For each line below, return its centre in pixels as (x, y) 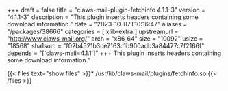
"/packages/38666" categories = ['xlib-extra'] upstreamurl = (93, 31)
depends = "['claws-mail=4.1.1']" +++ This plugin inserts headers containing (114, 53)
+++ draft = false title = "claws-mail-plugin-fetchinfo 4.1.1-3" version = (106, 10)
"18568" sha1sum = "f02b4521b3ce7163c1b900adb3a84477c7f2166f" (106, 46)
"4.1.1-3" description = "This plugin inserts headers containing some (103, 17)
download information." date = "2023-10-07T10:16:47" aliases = (97, 24)
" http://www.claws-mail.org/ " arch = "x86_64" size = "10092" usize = (105, 39)
